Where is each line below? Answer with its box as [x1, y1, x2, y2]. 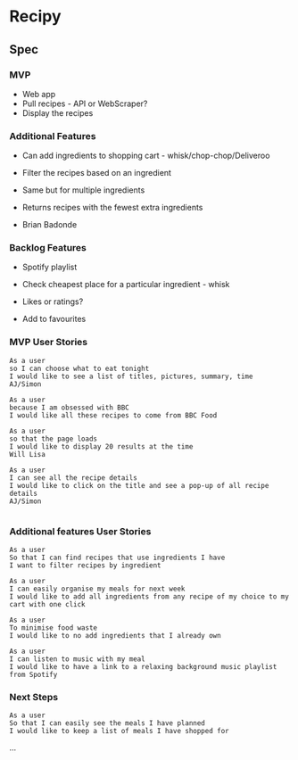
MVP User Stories [9, 336, 87, 349]
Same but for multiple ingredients [21, 185, 145, 195]
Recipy [9, 6, 62, 27]
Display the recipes [21, 107, 94, 118]
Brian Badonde [21, 219, 78, 230]
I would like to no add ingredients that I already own [9, 632, 221, 640]
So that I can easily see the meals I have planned [9, 719, 205, 728]
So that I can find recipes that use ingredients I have [9, 553, 226, 563]
